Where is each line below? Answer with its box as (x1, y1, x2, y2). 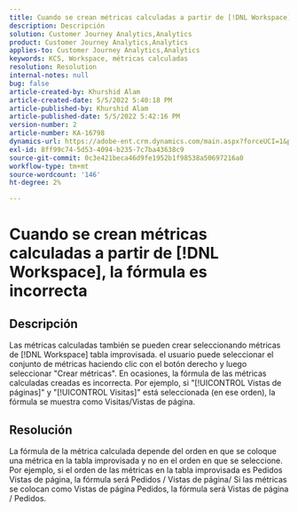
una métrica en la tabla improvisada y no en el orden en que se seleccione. (9, 455, 283, 466)
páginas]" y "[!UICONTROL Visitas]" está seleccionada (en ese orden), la (9, 387, 276, 398)
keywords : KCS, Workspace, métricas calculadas (9, 54, 189, 63)
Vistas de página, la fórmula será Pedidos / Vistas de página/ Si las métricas (9, 474, 287, 484)
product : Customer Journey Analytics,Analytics (9, 37, 189, 47)
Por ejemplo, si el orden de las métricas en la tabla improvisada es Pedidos (9, 464, 283, 475)
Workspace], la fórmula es (9, 262, 208, 283)
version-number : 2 (9, 121, 77, 130)
